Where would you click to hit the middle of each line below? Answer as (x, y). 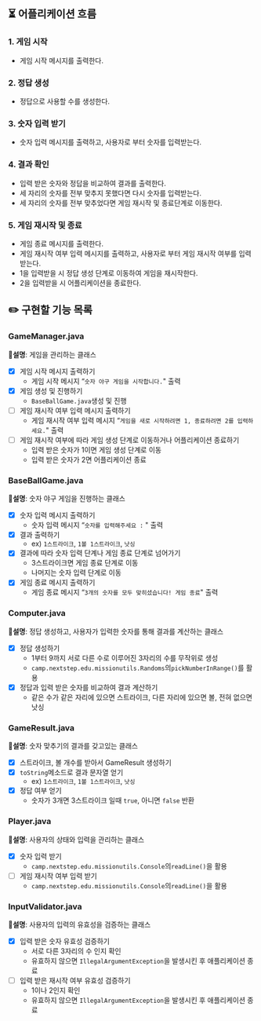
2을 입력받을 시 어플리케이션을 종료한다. (80, 283)
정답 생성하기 (40, 648)
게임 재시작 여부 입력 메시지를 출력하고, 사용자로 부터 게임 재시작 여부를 (128, 253)
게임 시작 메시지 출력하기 (57, 371)
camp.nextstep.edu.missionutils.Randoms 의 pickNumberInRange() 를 (138, 668)
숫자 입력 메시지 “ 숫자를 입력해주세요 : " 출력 (97, 525)
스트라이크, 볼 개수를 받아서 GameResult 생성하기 (96, 763)
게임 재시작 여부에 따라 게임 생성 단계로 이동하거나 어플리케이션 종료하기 (129, 440)
